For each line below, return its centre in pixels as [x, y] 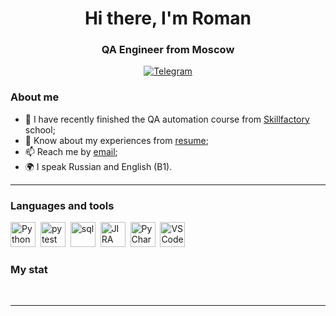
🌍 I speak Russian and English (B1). [98, 166]
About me [35, 97]
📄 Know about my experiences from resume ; [116, 140]
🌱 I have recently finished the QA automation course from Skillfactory [167, 119]
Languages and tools [62, 205]
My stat [29, 269]
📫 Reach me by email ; [71, 151]
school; [40, 129]
